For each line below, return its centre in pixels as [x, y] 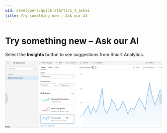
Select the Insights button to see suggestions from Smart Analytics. [75, 55]
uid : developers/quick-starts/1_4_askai [48, 10]
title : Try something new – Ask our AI [46, 16]
